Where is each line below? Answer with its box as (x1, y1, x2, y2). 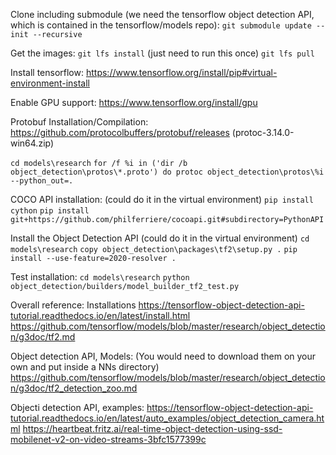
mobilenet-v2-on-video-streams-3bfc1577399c (10, 434, 207, 445)
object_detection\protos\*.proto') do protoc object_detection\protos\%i (10, 167, 325, 177)
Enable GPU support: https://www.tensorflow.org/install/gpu (10, 97, 258, 108)
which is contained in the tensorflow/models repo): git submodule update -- (10, 19, 326, 31)
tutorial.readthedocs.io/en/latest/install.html (10, 310, 191, 321)
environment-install (10, 77, 90, 89)
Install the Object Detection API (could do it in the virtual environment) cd (10, 232, 310, 244)
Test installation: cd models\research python (10, 271, 190, 283)
